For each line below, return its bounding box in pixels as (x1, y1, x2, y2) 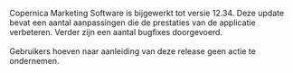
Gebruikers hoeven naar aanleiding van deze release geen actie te (9, 46, 256, 57)
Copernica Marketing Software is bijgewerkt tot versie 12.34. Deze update (9, 8, 285, 18)
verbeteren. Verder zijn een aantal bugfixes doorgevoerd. (9, 27, 223, 37)
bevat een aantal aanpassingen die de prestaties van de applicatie (9, 17, 256, 28)
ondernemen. (9, 56, 61, 66)
